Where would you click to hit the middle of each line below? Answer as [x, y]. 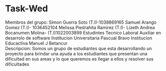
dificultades [17, 64]
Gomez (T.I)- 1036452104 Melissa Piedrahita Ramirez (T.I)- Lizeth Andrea [80, 27]
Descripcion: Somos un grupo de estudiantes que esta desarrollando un [79, 48]
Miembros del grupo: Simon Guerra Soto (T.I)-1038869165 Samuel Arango [81, 22]
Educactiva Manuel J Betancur [36, 43]
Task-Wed [27, 9]
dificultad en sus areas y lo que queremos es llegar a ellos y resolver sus [79, 59]
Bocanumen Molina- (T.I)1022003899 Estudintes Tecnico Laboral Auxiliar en [83, 33]
